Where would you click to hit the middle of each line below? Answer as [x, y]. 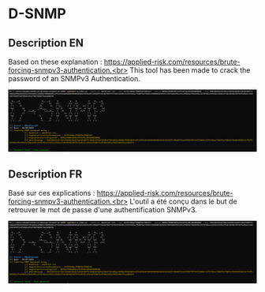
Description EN [46, 43]
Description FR [45, 174]
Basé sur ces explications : [52, 193]
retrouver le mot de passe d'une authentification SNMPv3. [103, 210]
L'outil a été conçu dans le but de [184, 201]
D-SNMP [37, 14]
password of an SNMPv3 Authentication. [74, 79]
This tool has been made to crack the [190, 70]
